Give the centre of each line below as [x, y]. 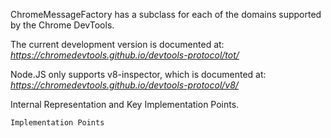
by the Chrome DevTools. [62, 25]
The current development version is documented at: [117, 44]
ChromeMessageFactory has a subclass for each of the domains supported [166, 14]
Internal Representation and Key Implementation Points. [125, 104]
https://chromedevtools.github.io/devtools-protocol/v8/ [124, 85]
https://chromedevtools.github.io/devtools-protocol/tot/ [125, 55]
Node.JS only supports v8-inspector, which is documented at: [138, 74]
